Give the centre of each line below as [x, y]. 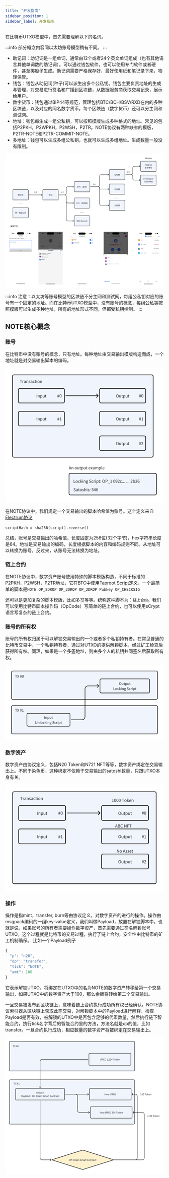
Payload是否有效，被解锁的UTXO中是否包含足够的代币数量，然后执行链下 [81, 1017]
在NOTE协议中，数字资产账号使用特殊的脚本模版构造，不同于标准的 [75, 576]
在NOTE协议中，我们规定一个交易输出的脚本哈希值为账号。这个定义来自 [80, 511]
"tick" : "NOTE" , [27, 967]
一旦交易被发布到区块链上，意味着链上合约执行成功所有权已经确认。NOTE [82, 1004]
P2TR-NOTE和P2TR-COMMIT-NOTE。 [52, 134]
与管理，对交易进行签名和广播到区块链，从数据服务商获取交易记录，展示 [87, 90]
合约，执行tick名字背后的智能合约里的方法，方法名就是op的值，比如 [80, 1023]
